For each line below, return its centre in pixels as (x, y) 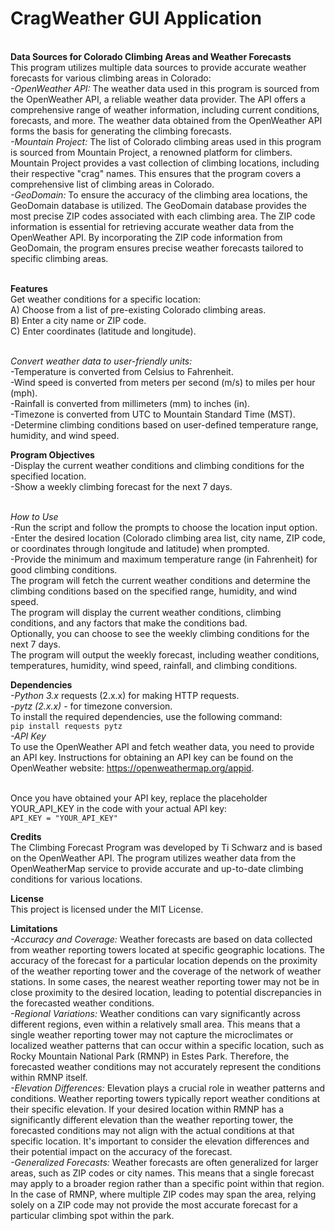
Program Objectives (52, 454)
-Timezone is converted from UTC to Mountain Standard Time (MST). (153, 414)
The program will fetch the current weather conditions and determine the (160, 580)
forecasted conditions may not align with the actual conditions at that (152, 1130)
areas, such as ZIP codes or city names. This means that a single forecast (162, 1173)
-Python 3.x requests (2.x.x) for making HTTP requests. (125, 695)
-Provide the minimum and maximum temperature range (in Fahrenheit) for (164, 559)
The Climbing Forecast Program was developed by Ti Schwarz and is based (166, 847)
